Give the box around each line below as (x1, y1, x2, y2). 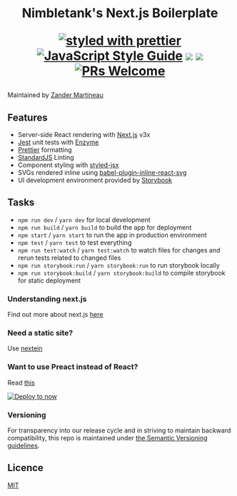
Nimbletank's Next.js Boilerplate (21, 5, 218, 21)
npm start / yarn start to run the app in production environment (17, 231, 207, 239)
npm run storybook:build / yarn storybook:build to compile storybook (17, 268, 226, 277)
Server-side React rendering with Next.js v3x (17, 131, 151, 138)
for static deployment (17, 276, 81, 285)
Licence (7, 462, 44, 474)
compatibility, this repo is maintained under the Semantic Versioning (7, 434, 208, 442)
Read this (7, 378, 36, 387)
